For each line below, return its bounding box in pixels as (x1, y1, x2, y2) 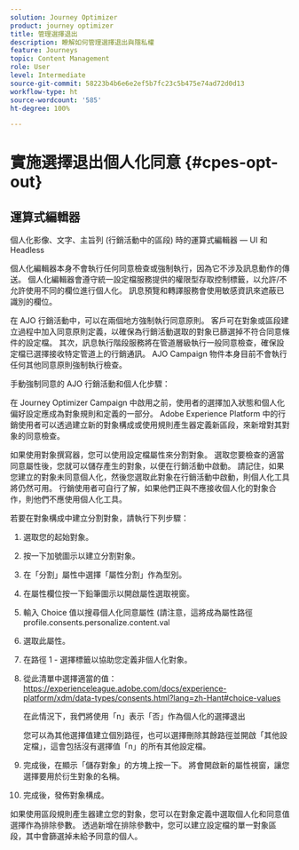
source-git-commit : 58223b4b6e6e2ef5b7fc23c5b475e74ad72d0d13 (10, 79, 245, 88)
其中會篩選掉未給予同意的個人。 (25, 831, 143, 842)
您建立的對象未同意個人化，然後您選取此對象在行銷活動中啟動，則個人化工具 (10, 472, 290, 482)
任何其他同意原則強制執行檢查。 (10, 360, 127, 370)
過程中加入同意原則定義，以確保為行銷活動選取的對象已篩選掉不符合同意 (17, 326, 282, 338)
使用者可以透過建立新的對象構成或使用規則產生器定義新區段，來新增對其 (17, 419, 282, 431)
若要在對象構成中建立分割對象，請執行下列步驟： (10, 512, 189, 524)
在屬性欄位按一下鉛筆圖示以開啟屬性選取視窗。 (22, 588, 194, 600)
